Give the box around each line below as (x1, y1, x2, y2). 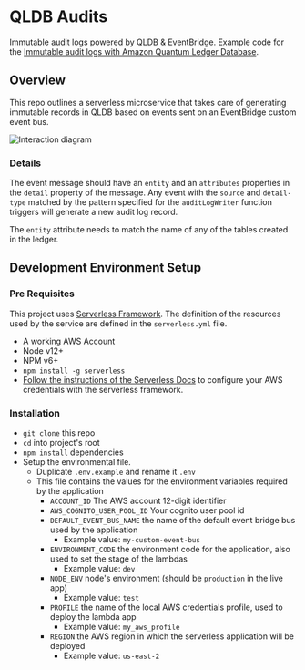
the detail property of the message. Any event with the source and (9, 187, 261, 198)
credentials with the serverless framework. (22, 384, 184, 395)
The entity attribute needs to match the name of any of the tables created (9, 224, 289, 235)
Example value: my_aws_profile (63, 622, 180, 633)
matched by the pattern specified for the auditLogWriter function (27, 197, 273, 208)
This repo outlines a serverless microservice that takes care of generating (9, 97, 287, 108)
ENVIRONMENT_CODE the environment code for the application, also (49, 544, 291, 555)
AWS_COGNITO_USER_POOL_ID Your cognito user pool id (49, 505, 245, 516)
